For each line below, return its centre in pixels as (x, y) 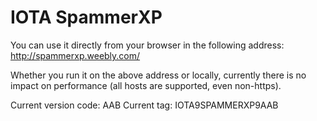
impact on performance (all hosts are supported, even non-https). (146, 85)
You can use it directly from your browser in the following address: (147, 45)
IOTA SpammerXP (86, 17)
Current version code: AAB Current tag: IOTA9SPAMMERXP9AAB (144, 105)
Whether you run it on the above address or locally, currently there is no (158, 75)
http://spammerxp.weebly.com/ (75, 55)
